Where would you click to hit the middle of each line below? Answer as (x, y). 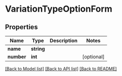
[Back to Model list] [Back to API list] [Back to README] (61, 69)
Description (63, 41)
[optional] (93, 57)
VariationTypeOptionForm (59, 9)
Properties (21, 27)
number (17, 57)
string (38, 49)
